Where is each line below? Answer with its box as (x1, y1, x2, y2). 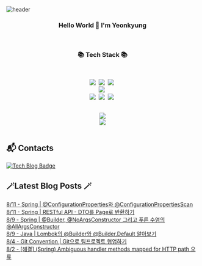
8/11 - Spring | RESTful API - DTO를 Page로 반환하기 (6, 209, 135, 216)
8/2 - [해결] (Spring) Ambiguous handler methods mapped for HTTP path (6, 245, 190, 253)
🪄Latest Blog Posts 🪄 (6, 180, 92, 191)
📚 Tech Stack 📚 (77, 51, 128, 59)
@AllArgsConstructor (6, 223, 60, 231)
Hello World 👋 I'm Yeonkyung (58, 21, 147, 29)
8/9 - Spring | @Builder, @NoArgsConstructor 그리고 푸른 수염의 (6, 216, 165, 223)
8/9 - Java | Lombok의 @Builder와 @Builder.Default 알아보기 (6, 230, 157, 238)
